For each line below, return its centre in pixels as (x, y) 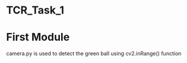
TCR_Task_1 (35, 10)
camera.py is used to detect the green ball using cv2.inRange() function (94, 54)
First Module (38, 37)
